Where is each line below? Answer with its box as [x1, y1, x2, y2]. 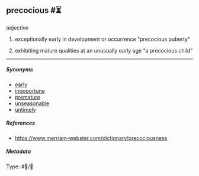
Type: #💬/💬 [6, 162, 34, 170]
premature [14, 93, 40, 100]
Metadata [6, 148, 31, 155]
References [6, 119, 36, 126]
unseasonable [14, 100, 49, 107]
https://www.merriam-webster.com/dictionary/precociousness [14, 134, 168, 141]
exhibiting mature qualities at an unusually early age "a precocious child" [14, 47, 193, 54]
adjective [6, 24, 29, 31]
